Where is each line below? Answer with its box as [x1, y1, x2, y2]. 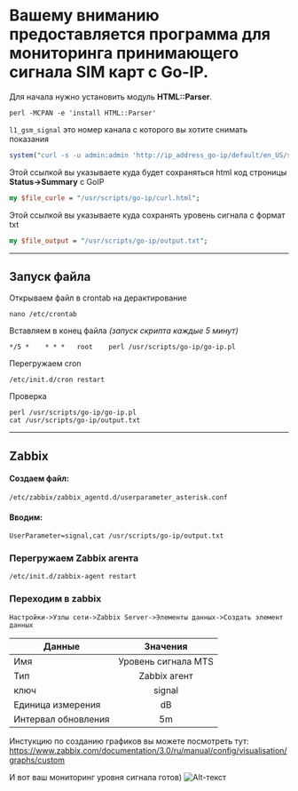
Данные [43, 640, 81, 652]
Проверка [9, 391, 47, 402]
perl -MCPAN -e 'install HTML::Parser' [9, 108, 157, 117]
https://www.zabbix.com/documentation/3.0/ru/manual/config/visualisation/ [9, 745, 287, 755]
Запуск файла [9, 268, 91, 284]
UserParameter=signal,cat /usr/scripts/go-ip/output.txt [9, 531, 224, 540]
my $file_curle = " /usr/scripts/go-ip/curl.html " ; [9, 193, 200, 203]
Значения [144, 640, 188, 652]
